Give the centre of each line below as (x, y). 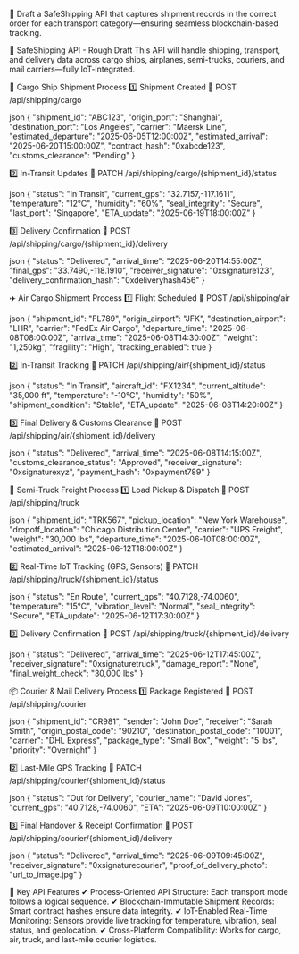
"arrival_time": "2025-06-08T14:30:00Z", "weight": (164, 337)
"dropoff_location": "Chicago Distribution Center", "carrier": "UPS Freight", (146, 529)
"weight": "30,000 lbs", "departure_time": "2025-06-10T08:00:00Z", (135, 539)
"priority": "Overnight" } (53, 750)
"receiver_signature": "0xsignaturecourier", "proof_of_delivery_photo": (138, 865)
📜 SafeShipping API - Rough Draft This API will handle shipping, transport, (145, 50)
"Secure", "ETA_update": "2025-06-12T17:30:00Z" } (105, 616)
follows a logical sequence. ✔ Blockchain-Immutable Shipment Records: (142, 901)
